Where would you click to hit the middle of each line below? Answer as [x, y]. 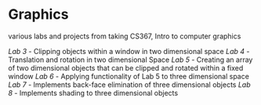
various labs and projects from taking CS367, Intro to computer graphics [125, 36]
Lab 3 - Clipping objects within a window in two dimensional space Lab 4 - [129, 51]
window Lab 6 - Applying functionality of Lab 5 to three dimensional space [129, 76]
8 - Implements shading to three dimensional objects [93, 92]
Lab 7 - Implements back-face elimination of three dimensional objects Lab [129, 85]
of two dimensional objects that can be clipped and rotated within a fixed [126, 67]
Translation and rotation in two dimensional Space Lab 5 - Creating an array [130, 60]
